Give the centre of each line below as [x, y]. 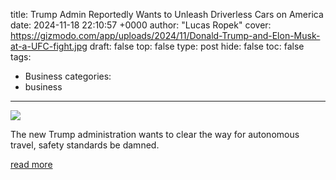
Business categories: [68, 76]
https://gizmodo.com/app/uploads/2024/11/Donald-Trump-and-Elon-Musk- [165, 35]
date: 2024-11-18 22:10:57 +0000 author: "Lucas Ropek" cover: [141, 25]
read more [31, 164]
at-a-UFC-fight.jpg [49, 46]
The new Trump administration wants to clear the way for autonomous [155, 134]
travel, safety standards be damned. [85, 145]
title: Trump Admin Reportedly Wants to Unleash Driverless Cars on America [167, 14]
